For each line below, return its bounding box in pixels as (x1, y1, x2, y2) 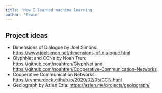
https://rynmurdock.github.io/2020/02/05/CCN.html (12, 77, 122, 83)
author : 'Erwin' (5, 12, 40, 17)
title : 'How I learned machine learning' (5, 7, 95, 13)
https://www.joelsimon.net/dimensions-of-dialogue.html (12, 50, 131, 56)
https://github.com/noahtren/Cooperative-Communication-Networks (12, 66, 157, 72)
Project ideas (5, 31, 48, 40)
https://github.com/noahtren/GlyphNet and (12, 60, 103, 67)
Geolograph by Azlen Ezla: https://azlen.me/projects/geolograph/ (12, 82, 150, 88)
